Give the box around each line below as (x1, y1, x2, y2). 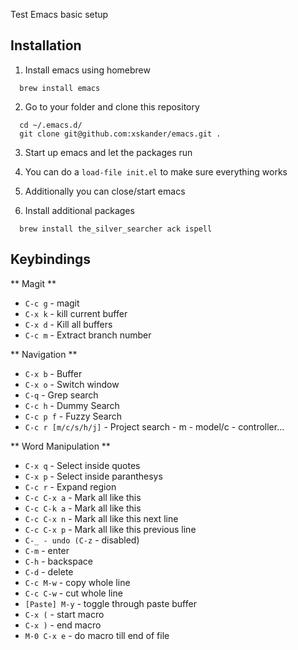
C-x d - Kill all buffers (24, 318, 113, 330)
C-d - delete (24, 565, 74, 578)
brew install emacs (19, 83, 101, 93)
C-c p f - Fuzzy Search (24, 410, 123, 422)
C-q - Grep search (24, 389, 99, 401)
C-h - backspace (24, 555, 93, 567)
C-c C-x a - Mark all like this (24, 491, 142, 503)
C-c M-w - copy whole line (24, 576, 131, 588)
